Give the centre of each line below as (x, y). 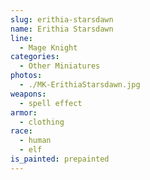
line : (21, 38)
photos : (26, 76)
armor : (24, 112)
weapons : (28, 94)
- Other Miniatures (60, 66)
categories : (35, 57)
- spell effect (51, 103)
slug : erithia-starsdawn (62, 19)
